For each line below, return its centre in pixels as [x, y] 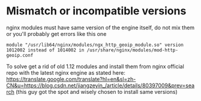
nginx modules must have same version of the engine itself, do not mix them [100, 27]
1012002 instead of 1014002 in [45, 50]
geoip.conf [20, 55]
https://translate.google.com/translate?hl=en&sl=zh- [71, 79]
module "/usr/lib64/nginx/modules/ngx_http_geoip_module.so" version [95, 45]
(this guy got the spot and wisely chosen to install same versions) [97, 91]
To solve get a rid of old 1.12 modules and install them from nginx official [95, 66]
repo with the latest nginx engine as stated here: [66, 72]
